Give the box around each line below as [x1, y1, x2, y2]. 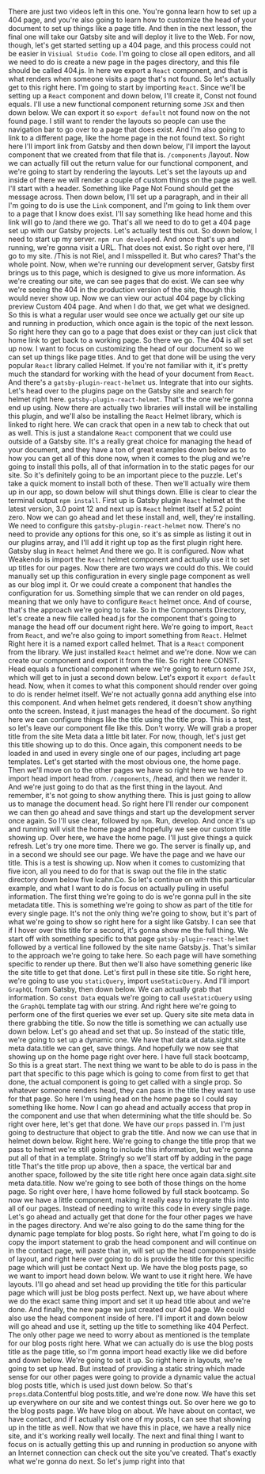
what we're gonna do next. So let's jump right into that [8, 1457, 185, 1466]
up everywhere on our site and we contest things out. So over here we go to [8, 1398, 256, 1407]
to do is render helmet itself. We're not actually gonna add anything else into [8, 689, 257, 699]
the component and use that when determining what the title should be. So [8, 1111, 252, 1120]
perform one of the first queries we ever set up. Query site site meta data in [8, 1010, 255, 1019]
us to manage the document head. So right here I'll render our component [8, 799, 249, 808]
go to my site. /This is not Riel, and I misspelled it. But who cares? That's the [8, 251, 256, 260]
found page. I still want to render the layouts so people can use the [8, 117, 226, 125]
